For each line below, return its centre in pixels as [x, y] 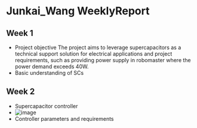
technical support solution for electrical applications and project [93, 54]
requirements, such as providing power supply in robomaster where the [103, 60]
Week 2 [21, 92]
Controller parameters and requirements [64, 118]
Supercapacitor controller [46, 106]
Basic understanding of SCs [49, 73]
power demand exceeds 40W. [52, 66]
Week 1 [20, 33]
